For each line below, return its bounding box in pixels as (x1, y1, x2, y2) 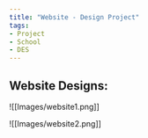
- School (9, 37, 41, 47)
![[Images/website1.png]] (9, 101, 100, 112)
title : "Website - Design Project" (9, 12, 140, 22)
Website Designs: (9, 78, 108, 93)
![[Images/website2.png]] (9, 118, 101, 128)
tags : (9, 21, 29, 30)
